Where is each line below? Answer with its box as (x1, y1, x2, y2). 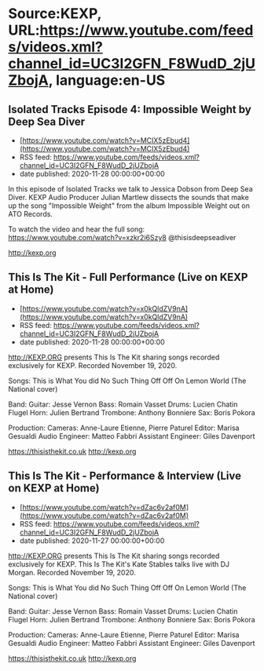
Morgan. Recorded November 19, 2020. (8, 567, 136, 577)
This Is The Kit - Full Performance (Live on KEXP (8, 271, 248, 284)
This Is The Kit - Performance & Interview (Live (8, 469, 242, 483)
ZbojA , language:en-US (8, 71, 166, 89)
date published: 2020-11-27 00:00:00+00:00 (19, 535, 165, 545)
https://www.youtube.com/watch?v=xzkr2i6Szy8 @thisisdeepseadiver (8, 233, 236, 242)
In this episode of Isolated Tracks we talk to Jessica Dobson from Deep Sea (8, 184, 253, 193)
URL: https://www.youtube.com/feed (8, 21, 254, 39)
